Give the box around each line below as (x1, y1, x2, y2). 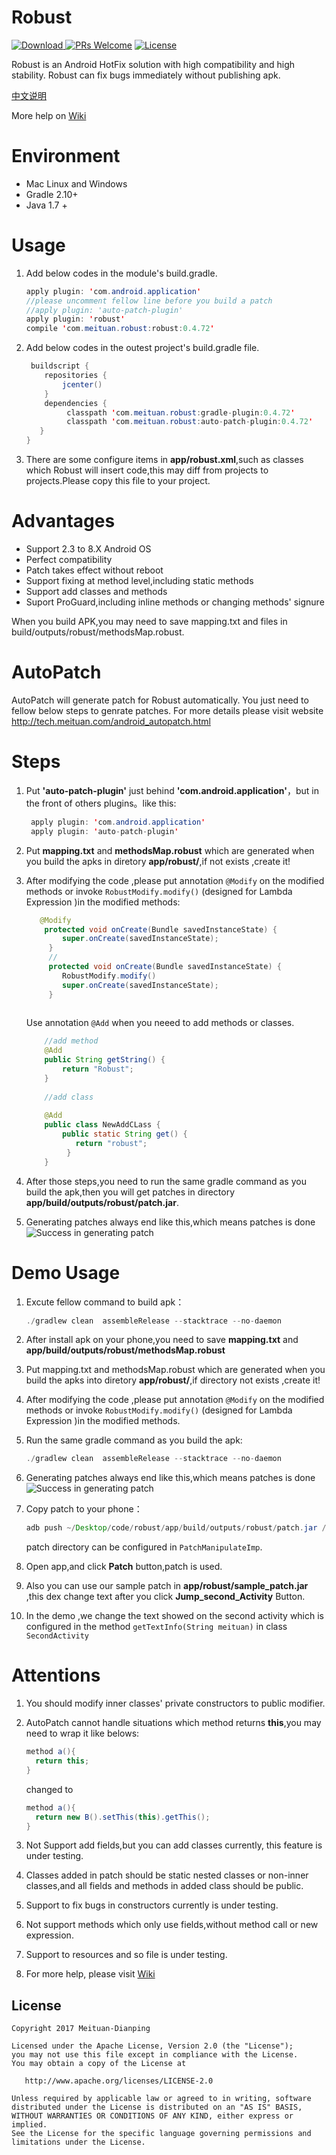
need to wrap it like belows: (25, 1727, 140, 1740)
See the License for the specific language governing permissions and (11, 2129, 312, 2139)
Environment (11, 145, 121, 168)
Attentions (11, 1664, 101, 1687)
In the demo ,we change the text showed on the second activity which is (25, 1610, 325, 1622)
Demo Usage (11, 1261, 121, 1284)
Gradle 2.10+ (25, 188, 79, 200)
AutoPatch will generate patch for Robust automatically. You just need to (11, 694, 309, 706)
